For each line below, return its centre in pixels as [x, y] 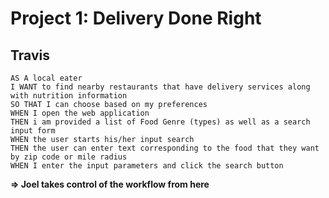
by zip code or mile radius [69, 157]
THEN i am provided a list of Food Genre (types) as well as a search [160, 122]
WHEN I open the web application [80, 113]
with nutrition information [69, 96]
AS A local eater [46, 78]
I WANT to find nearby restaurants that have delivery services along [160, 87]
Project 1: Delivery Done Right [136, 18]
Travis [30, 55]
